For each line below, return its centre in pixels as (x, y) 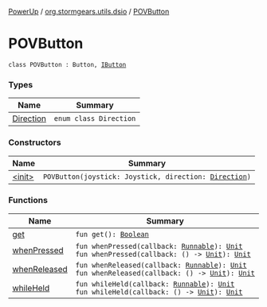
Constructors (35, 142)
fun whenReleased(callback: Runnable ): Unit (161, 265)
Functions (28, 200)
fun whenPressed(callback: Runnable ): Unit (159, 246)
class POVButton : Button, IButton (67, 64)
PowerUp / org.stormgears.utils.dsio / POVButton (89, 12)
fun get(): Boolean (112, 234)
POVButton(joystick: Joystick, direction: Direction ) (147, 177)
